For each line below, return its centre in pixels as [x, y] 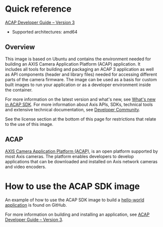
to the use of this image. [29, 124]
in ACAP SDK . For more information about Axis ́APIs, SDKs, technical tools [79, 104]
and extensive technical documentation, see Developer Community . [73, 109]
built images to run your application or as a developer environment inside [78, 85]
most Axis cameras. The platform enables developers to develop [70, 156]
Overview [20, 47]
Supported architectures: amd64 [45, 32]
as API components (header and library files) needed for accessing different [81, 74]
